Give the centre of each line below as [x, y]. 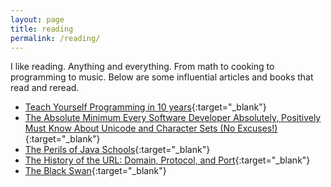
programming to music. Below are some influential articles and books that [162, 77]
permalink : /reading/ [55, 38]
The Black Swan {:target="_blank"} [95, 171]
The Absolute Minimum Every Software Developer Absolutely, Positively [173, 118]
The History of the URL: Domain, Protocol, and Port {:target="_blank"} [167, 160]
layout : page [37, 19]
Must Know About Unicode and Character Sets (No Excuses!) [151, 128]
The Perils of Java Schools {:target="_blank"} [117, 150]
